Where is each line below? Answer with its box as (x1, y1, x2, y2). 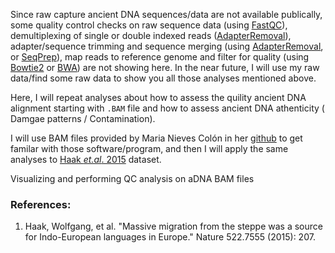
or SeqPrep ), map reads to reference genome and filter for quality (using (10, 51, 310, 63)
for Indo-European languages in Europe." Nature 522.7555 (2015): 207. (24, 231, 316, 243)
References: (10, 197, 72, 211)
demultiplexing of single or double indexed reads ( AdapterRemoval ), (10, 30, 292, 41)
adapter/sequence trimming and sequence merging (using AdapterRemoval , (10, 40, 324, 52)
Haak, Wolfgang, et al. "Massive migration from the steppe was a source (24, 220, 323, 233)
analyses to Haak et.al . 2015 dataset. (10, 154, 162, 165)
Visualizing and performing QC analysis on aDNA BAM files (10, 173, 255, 184)
